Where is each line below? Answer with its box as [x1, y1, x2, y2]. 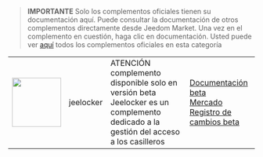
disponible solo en [110, 78, 178, 88]
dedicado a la [110, 117, 160, 127]
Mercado [189, 97, 223, 108]
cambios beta [189, 117, 240, 127]
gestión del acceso [110, 126, 180, 137]
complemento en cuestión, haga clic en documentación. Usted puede [27, 31, 252, 41]
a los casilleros [110, 137, 165, 147]
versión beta [110, 87, 157, 97]
